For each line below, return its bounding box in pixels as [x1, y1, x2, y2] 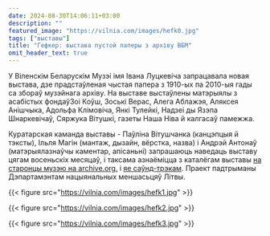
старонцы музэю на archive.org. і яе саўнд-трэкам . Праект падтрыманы [8, 164, 256, 173]
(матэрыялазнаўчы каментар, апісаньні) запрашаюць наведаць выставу [8, 146, 258, 156]
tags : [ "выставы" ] [8, 34, 70, 43]
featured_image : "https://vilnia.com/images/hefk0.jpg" [8, 26, 199, 35]
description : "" [8, 19, 63, 27]
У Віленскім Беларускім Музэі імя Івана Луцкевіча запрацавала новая [8, 71, 250, 80]
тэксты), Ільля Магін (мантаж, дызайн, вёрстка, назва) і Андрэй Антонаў [8, 138, 257, 147]
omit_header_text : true [8, 49, 88, 57]
